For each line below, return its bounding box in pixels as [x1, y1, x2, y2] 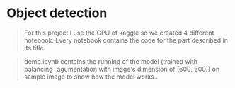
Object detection [6, 5, 108, 21]
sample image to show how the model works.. [23, 72, 159, 81]
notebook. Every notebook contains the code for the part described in [23, 35, 228, 44]
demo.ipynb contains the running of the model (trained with [23, 57, 198, 65]
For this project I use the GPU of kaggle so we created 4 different [23, 28, 214, 37]
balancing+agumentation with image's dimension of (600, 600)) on [23, 65, 220, 73]
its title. [23, 43, 46, 52]
